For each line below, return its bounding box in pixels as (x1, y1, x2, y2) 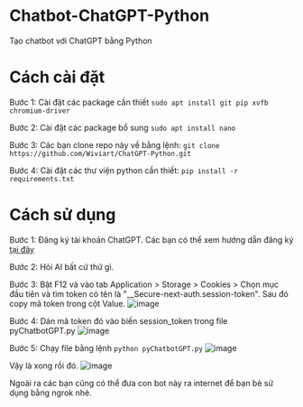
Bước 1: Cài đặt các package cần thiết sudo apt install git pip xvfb (9, 97, 269, 107)
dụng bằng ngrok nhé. (9, 387, 92, 398)
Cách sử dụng (9, 205, 116, 226)
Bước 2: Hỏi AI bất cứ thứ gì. (9, 261, 115, 272)
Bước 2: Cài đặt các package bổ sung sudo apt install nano (9, 122, 236, 133)
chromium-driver (9, 106, 70, 116)
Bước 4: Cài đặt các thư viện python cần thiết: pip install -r (9, 164, 239, 176)
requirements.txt (9, 174, 75, 183)
